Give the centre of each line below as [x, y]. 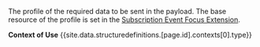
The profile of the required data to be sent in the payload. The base [117, 11]
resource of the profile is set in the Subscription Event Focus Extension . [124, 20]
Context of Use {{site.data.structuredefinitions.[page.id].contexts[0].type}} [130, 35]
